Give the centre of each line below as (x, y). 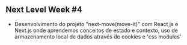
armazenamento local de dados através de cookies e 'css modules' (98, 36)
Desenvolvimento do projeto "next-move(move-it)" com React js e (96, 24)
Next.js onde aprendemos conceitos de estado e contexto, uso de (96, 30)
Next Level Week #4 (44, 10)
